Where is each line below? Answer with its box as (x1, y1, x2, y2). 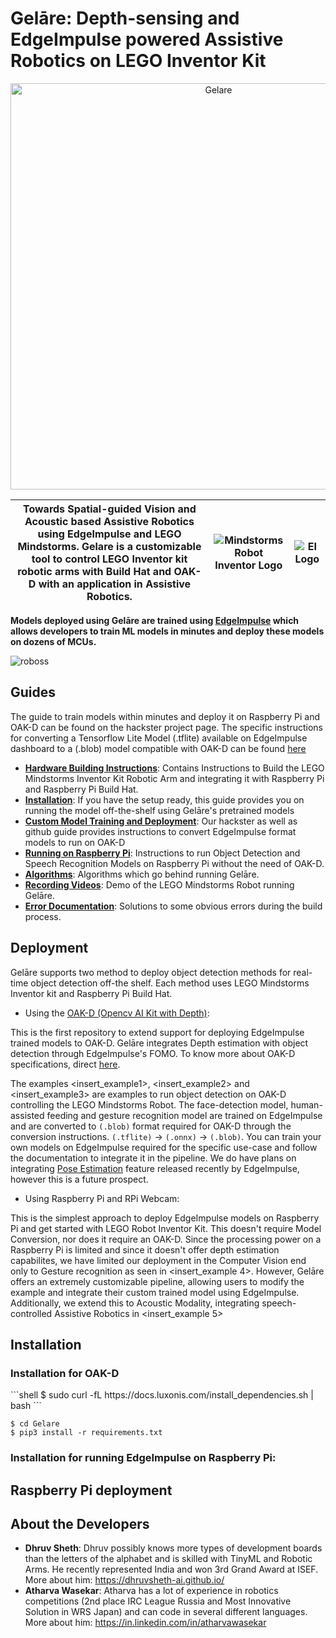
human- (290, 1098, 323, 1111)
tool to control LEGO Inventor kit (31, 552, 188, 566)
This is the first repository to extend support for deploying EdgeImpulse (10, 1026, 305, 1038)
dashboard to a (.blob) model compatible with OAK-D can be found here (10, 742, 307, 754)
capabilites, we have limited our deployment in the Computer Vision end (10, 1254, 307, 1266)
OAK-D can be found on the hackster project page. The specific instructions (10, 721, 323, 733)
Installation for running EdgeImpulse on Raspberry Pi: (10, 1451, 277, 1465)
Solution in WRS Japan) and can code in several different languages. (24, 1606, 308, 1618)
